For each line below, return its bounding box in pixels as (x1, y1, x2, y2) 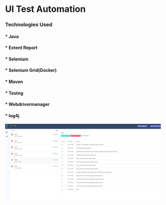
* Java (5, 33, 19, 39)
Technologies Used (5, 21, 53, 28)
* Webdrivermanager (5, 102, 50, 107)
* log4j (5, 112, 20, 118)
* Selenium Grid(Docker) (5, 67, 57, 73)
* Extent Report (5, 45, 38, 51)
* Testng (5, 90, 24, 96)
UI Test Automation (5, 3, 86, 15)
